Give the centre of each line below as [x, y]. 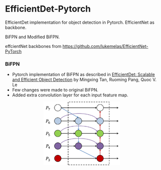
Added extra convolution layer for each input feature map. [70, 95]
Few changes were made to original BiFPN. [55, 90]
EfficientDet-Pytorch [48, 9]
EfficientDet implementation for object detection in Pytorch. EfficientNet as [80, 22]
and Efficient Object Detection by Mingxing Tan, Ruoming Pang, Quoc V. [84, 80]
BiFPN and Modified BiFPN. [32, 37]
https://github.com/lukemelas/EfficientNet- [105, 46]
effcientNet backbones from [33, 46]
